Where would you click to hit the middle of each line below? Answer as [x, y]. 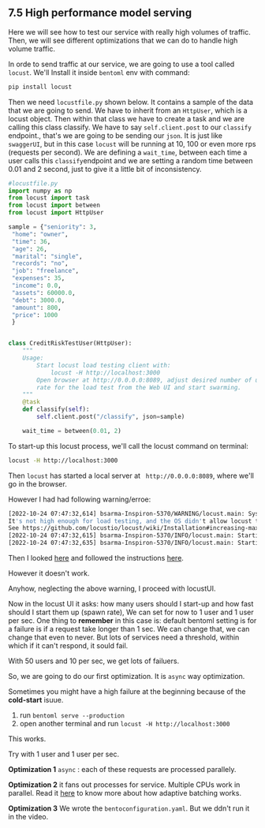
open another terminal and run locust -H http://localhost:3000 [125, 724]
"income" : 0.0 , [36, 286]
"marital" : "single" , [47, 256]
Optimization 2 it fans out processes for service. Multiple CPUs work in [124, 785]
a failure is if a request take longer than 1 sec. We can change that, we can [129, 629]
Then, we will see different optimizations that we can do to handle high [123, 40]
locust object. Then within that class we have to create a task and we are [127, 118]
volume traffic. [32, 48]
